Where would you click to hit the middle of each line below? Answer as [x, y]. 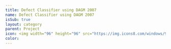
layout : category [24, 24]
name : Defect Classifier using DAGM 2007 [50, 15]
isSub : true [18, 19]
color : [12, 39]
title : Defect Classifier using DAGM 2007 [51, 10]
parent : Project [22, 29]
